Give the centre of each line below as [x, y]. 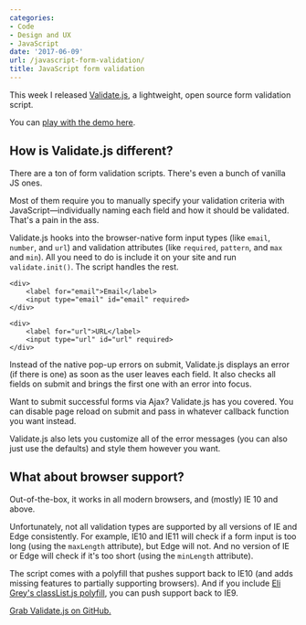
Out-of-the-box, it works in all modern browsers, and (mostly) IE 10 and [144, 499]
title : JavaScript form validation [77, 69]
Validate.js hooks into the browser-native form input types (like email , [140, 238]
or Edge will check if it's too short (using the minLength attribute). [132, 556]
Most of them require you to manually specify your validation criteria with [147, 200]
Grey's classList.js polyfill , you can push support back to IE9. [124, 593]
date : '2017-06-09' [47, 52]
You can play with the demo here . [73, 122]
